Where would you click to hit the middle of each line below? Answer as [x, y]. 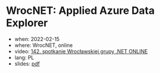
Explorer [27, 23]
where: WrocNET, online [43, 45]
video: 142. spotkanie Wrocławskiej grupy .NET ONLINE [81, 51]
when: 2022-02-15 [37, 39]
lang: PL [24, 57]
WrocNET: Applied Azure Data [81, 11]
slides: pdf [27, 63]
